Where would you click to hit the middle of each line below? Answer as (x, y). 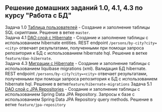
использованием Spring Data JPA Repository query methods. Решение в (79, 99)
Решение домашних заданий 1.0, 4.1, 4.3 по (74, 8)
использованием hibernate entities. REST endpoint (57, 43)
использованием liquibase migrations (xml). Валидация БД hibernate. (76, 68)
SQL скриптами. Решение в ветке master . (48, 32)
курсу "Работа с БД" (38, 16)
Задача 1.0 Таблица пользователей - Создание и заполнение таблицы (78, 27)
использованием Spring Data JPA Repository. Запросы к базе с (70, 94)
